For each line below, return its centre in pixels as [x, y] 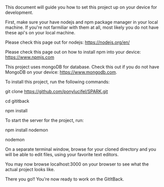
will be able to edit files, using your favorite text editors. [62, 154]
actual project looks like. [30, 169]
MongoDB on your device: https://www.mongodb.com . [61, 72]
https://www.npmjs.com [30, 57]
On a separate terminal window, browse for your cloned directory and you [81, 149]
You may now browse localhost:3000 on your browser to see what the [77, 164]
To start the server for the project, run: [44, 120]
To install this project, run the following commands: [57, 82]
